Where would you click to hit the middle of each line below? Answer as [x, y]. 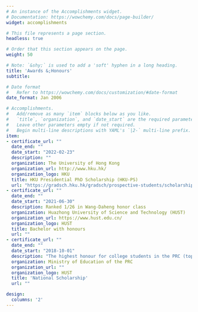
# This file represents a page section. [57, 33]
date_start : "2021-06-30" [43, 202]
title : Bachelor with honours [48, 229]
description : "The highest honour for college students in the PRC [96, 256]
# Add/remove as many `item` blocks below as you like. [79, 114]
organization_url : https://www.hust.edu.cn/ [67, 218]
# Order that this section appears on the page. [67, 49]
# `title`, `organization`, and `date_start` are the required [88, 120]
